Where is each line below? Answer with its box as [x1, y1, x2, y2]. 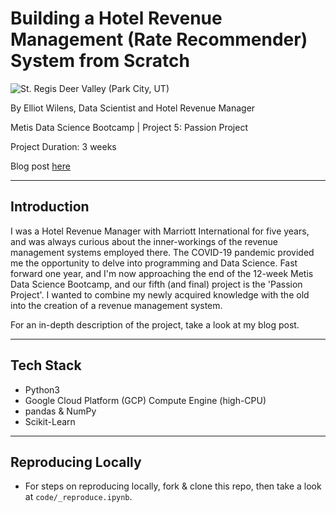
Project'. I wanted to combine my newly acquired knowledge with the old [10, 288, 310, 301]
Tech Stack [10, 357, 82, 374]
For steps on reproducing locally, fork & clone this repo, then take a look [24, 480, 322, 492]
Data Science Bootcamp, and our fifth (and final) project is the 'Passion [10, 278, 303, 290]
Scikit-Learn [24, 415, 76, 427]
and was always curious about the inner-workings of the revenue [10, 235, 278, 247]
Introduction [10, 198, 90, 216]
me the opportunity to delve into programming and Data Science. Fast [10, 257, 298, 269]
